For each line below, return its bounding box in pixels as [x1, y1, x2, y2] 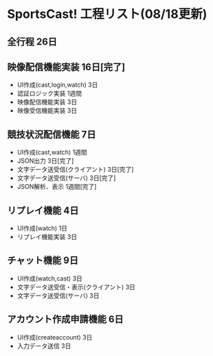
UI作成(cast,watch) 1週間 [16, 148, 87, 157]
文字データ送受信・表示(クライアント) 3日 [16, 282, 136, 291]
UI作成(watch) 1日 [16, 224, 67, 232]
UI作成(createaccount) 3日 [16, 333, 93, 341]
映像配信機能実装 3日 [16, 98, 78, 107]
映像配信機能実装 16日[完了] [7, 61, 126, 73]
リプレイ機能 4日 [7, 204, 79, 216]
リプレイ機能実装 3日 [16, 233, 78, 241]
